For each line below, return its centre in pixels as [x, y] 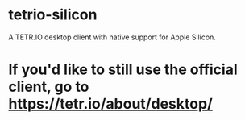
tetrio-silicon [53, 15]
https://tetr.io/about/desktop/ [111, 104]
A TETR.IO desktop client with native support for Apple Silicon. [112, 37]
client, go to [49, 87]
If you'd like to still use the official [123, 70]
